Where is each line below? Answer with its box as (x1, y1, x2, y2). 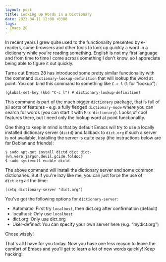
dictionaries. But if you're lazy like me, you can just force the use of (5, 172, 143, 179)
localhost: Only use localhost (12, 211, 73, 217)
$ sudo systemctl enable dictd (5, 158, 70, 164)
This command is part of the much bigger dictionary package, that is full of (5, 99, 160, 105)
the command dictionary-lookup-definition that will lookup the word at (5, 75, 153, 81)
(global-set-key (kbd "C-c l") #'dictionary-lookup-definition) (5, 90, 141, 95)
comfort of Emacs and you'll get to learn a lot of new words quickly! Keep (5, 246, 155, 252)
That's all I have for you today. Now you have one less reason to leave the (5, 241, 156, 247)
